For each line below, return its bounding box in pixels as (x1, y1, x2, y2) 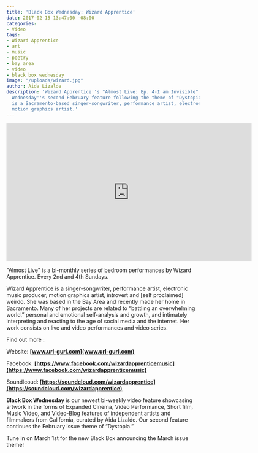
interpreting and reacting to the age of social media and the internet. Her (6, 317, 190, 325)
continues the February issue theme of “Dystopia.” (6, 422, 134, 430)
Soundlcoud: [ (6, 378, 42, 385)
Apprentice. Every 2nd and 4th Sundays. (6, 273, 109, 280)
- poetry (6, 55, 29, 61)
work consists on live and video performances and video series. (6, 323, 169, 331)
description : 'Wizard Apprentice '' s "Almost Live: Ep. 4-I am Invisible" (6, 89, 199, 95)
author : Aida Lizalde (6, 83, 62, 90)
